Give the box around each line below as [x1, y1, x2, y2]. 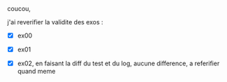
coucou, [7, 5, 31, 13]
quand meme [17, 67, 56, 76]
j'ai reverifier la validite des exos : [7, 18, 103, 26]
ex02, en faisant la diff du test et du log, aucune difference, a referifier [17, 59, 220, 67]
